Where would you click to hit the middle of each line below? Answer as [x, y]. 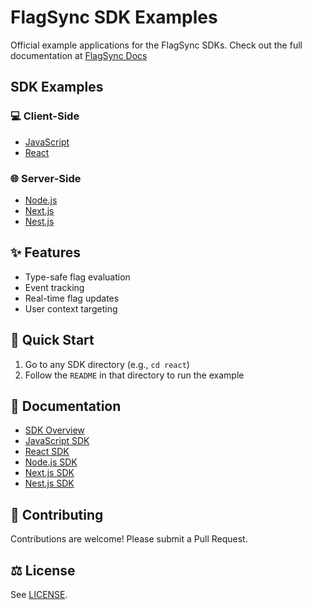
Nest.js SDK [49, 483]
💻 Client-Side [45, 116]
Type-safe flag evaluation [77, 277]
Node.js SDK [51, 462]
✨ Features [45, 252]
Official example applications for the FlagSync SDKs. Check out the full [156, 45]
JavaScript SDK [57, 441]
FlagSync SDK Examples [114, 17]
